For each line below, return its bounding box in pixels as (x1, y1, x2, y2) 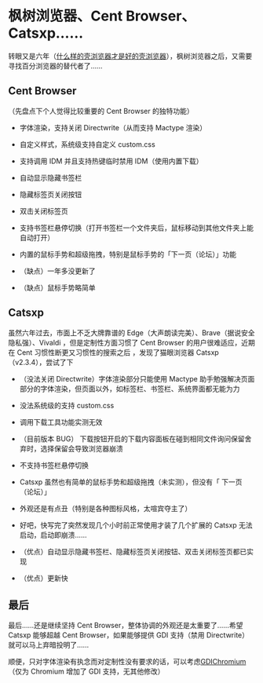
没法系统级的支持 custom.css (19, 400, 115, 410)
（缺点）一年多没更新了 (19, 266, 96, 276)
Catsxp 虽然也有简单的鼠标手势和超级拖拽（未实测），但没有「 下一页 (19, 477, 243, 487)
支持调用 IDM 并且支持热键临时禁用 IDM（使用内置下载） (19, 156, 203, 166)
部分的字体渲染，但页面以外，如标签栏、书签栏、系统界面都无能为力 (19, 384, 240, 393)
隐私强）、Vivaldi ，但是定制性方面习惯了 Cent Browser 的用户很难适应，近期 (8, 338, 255, 347)
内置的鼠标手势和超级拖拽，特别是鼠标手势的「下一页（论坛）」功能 (19, 249, 237, 259)
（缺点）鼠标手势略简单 (19, 283, 96, 292)
